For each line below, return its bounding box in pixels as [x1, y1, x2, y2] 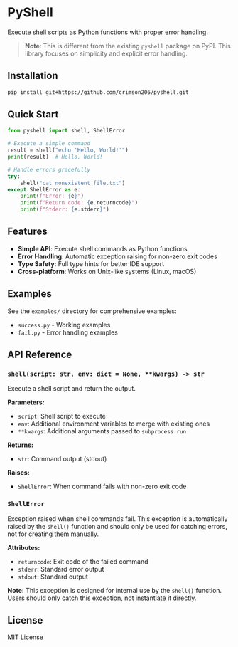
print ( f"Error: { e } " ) [20, 193, 84, 200]
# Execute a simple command [7, 140, 91, 147]
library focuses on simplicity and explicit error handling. [24, 49, 188, 58]
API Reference [7, 349, 72, 361]
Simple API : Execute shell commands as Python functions [17, 244, 188, 253]
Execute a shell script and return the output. [7, 384, 136, 393]
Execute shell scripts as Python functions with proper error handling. [7, 28, 208, 36]
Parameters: [7, 398, 45, 406]
